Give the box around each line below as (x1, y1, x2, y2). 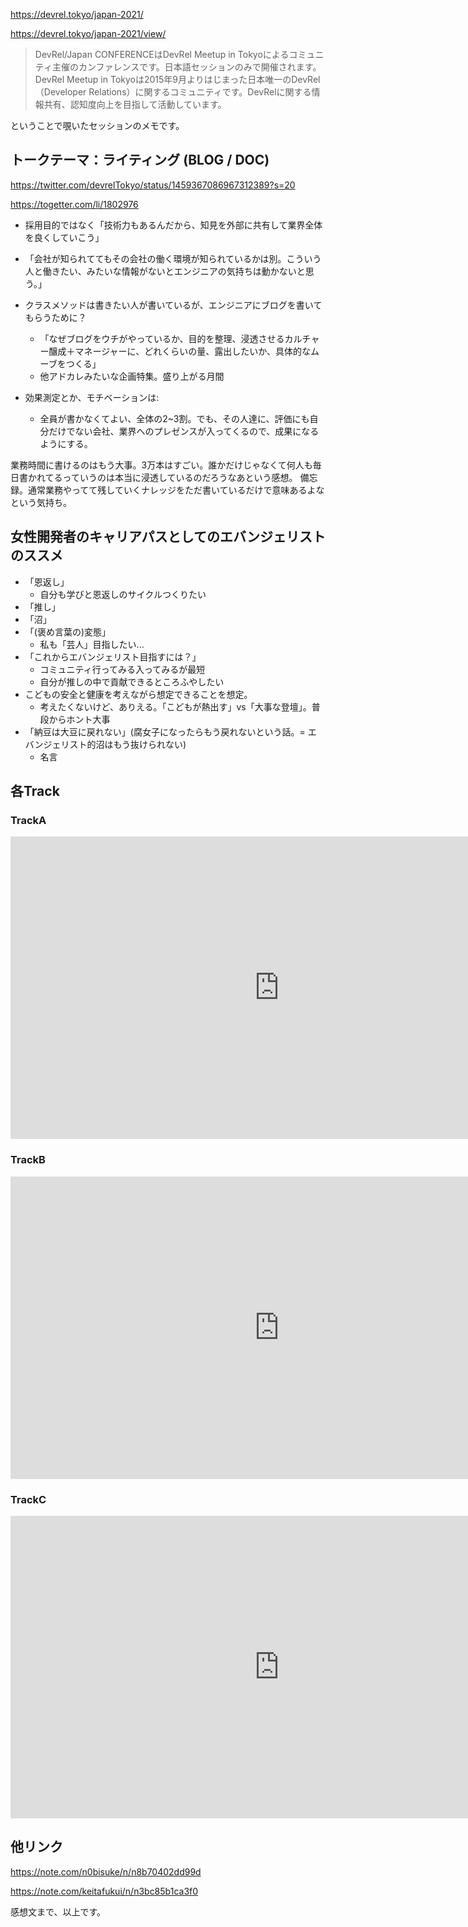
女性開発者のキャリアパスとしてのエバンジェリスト (10, 529, 326, 546)
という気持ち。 (10, 496, 72, 508)
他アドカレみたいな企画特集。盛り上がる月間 (39, 370, 225, 382)
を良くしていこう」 (24, 231, 105, 243)
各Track (10, 783, 60, 800)
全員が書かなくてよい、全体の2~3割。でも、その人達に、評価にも (39, 412, 310, 424)
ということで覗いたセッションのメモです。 (10, 120, 185, 131)
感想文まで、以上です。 (10, 1905, 107, 1918)
